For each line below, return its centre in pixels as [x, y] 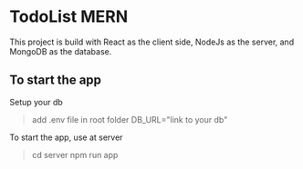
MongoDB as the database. [61, 51]
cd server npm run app [75, 154]
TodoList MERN [69, 17]
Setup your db [37, 102]
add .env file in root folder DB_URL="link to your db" [130, 119]
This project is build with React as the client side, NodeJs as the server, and [152, 42]
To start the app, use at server [66, 137]
